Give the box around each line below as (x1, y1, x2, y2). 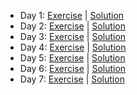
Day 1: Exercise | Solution (19, 10, 125, 21)
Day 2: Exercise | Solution (19, 20, 126, 32)
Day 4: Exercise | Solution (19, 41, 127, 53)
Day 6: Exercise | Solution (19, 63, 127, 74)
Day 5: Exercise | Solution (19, 52, 126, 64)
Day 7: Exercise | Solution (19, 73, 125, 85)
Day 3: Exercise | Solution (19, 31, 127, 42)
